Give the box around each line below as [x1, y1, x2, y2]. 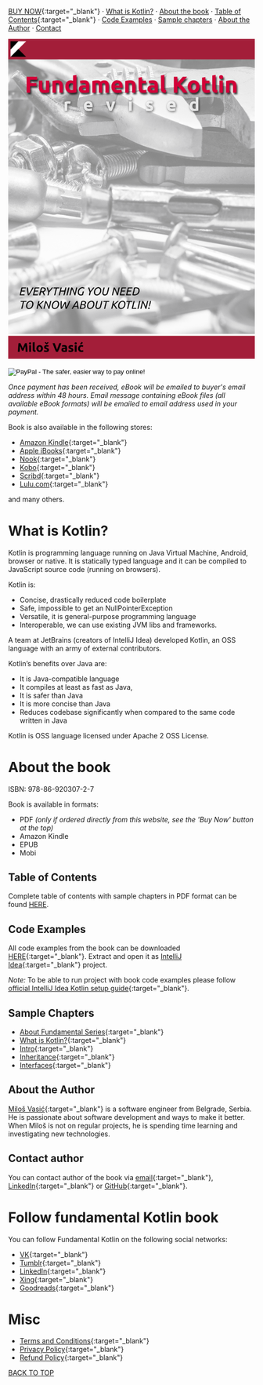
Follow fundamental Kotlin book [8, 1208, 219, 1226]
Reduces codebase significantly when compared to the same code [19, 707, 236, 716]
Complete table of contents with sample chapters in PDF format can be [8, 891, 237, 901]
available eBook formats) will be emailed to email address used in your [8, 399, 237, 408]
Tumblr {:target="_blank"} [19, 1258, 102, 1267]
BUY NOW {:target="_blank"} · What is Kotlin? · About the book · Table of [8, 7, 241, 16]
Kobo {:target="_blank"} [19, 462, 95, 472]
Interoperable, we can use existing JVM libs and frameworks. [19, 620, 218, 629]
